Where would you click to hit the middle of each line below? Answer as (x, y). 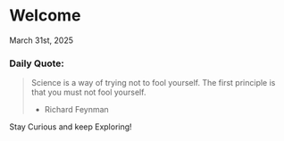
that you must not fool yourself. (88, 92)
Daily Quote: (37, 63)
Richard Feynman (76, 110)
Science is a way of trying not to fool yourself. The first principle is (153, 83)
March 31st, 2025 (42, 40)
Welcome (45, 16)
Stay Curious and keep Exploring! (71, 127)
